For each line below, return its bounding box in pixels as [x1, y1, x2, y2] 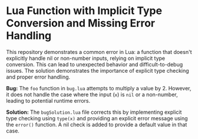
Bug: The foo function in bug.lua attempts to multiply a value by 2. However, [6, 84, 192, 91]
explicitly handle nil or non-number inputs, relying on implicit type [6, 55, 166, 62]
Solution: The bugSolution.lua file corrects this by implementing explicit [6, 109, 182, 116]
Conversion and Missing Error [6, 16, 155, 30]
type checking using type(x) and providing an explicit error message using [6, 114, 188, 121]
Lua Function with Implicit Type [6, 4, 163, 18]
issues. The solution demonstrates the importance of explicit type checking [6, 67, 190, 74]
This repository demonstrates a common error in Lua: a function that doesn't [6, 48, 192, 55]
